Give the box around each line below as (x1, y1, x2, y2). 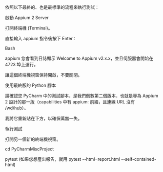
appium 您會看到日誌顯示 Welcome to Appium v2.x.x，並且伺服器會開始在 (5, 55, 154, 61)
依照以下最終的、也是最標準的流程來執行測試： (5, 4, 99, 10)
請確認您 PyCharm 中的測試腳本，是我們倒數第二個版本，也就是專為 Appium (5, 93, 159, 98)
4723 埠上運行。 (5, 62, 39, 67)
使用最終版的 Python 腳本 (5, 82, 56, 88)
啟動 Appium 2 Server (5, 15, 49, 21)
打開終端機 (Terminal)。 (5, 25, 53, 31)
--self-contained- (121, 156, 157, 162)
